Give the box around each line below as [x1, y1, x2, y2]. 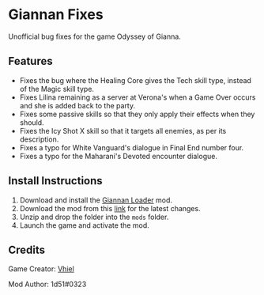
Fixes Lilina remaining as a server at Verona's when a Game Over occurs [19, 93, 256, 102]
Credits [8, 243, 46, 256]
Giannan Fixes [8, 6, 104, 24]
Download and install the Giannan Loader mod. [19, 195, 172, 205]
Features [8, 55, 53, 68]
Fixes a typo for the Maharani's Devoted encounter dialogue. [19, 151, 217, 161]
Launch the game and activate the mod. [19, 220, 150, 230]
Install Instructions [8, 174, 103, 187]
